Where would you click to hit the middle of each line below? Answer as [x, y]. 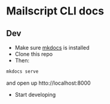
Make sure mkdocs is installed [52, 47]
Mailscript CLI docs [55, 11]
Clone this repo [33, 54]
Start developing [35, 94]
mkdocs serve [22, 72]
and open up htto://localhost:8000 [48, 83]
